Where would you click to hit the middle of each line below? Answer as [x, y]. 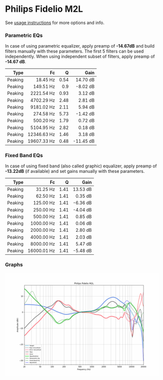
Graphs [14, 265]
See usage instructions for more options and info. [55, 23]
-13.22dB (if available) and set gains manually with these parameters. [75, 171]
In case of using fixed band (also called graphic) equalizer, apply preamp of [81, 166]
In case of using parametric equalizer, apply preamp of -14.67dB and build [80, 46]
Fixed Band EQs [24, 155]
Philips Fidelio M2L [44, 9]
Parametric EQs [24, 35]
